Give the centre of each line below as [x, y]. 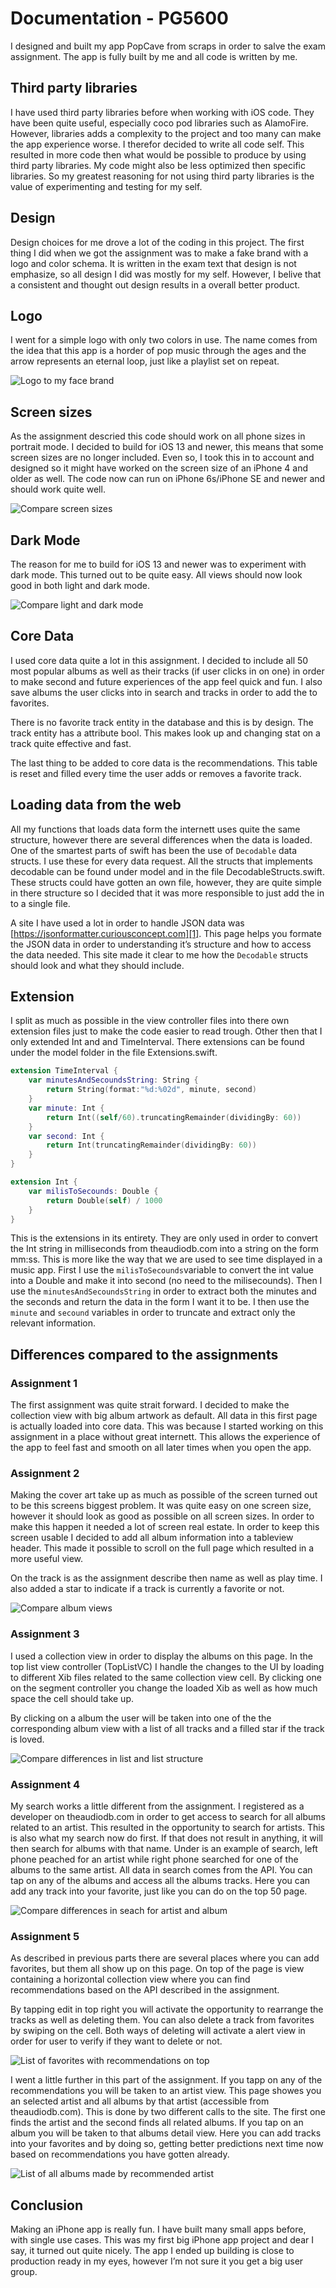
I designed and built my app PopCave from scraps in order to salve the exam [168, 46]
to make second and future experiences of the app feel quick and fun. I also [166, 681]
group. [24, 2272]
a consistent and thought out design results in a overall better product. [155, 284]
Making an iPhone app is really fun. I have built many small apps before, [158, 2229]
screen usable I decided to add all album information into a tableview [152, 1538]
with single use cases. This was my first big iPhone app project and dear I [162, 2240]
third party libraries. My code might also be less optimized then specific [158, 165]
